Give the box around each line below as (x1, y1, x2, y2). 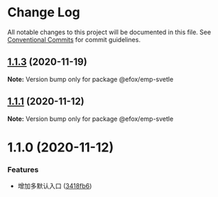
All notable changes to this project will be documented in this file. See (7, 28, 212, 36)
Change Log (7, 4, 80, 21)
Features (7, 164, 39, 174)
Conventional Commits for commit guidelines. (7, 35, 141, 43)
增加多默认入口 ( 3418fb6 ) (17, 182, 92, 191)
